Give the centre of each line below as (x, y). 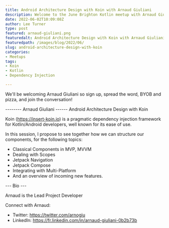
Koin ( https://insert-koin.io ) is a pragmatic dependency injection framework (83, 119)
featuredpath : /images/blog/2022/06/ (45, 43)
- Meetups (16, 57)
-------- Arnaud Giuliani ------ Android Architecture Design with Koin (77, 109)
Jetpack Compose (32, 165)
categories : (18, 52)
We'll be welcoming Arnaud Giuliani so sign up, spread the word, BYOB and (83, 94)
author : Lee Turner (26, 24)
